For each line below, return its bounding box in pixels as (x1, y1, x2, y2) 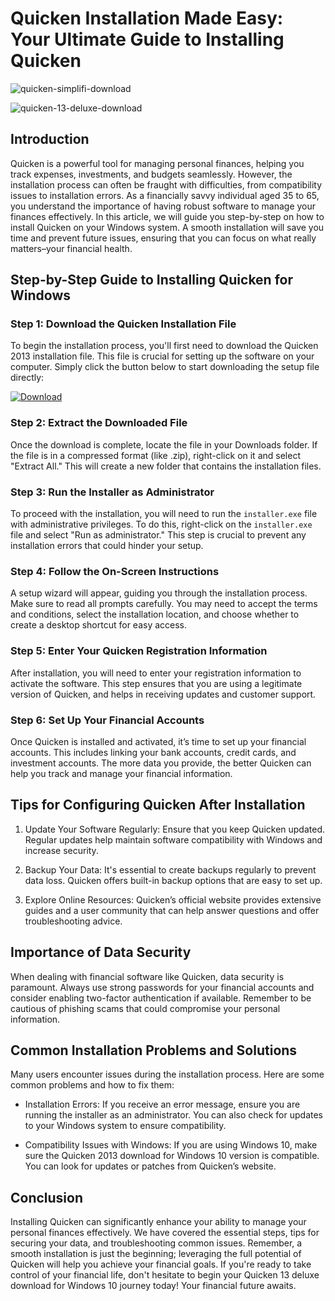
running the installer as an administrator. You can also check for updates (24, 1109, 323, 1121)
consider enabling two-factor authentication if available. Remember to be (10, 992, 312, 1004)
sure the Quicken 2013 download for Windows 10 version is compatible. (24, 1150, 320, 1162)
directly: (10, 372, 45, 384)
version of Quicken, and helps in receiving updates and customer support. (10, 688, 317, 700)
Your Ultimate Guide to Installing (10, 28, 285, 51)
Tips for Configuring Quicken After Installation (10, 797, 306, 814)
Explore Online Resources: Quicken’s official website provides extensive (24, 893, 322, 906)
